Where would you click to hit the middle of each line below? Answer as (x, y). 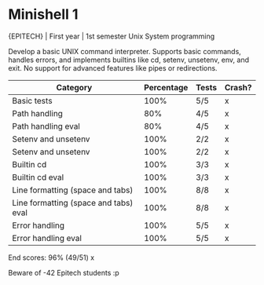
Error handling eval (47, 238)
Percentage (166, 87)
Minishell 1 (43, 15)
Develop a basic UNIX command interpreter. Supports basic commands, (125, 51)
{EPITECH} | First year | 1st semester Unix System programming (112, 36)
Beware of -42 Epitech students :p (64, 272)
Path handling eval (46, 126)
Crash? (238, 87)
